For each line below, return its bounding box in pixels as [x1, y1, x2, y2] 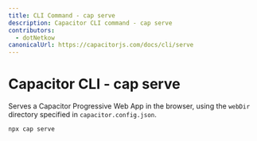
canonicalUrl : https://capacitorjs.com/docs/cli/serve [8, 41, 194, 49]
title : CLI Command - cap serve [8, 11, 115, 20]
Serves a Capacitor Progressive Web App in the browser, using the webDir [8, 101, 251, 111]
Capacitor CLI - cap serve [8, 75, 181, 93]
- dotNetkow [15, 33, 56, 42]
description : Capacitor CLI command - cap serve [8, 19, 173, 27]
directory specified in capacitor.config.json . [8, 110, 158, 120]
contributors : [8, 26, 56, 34]
